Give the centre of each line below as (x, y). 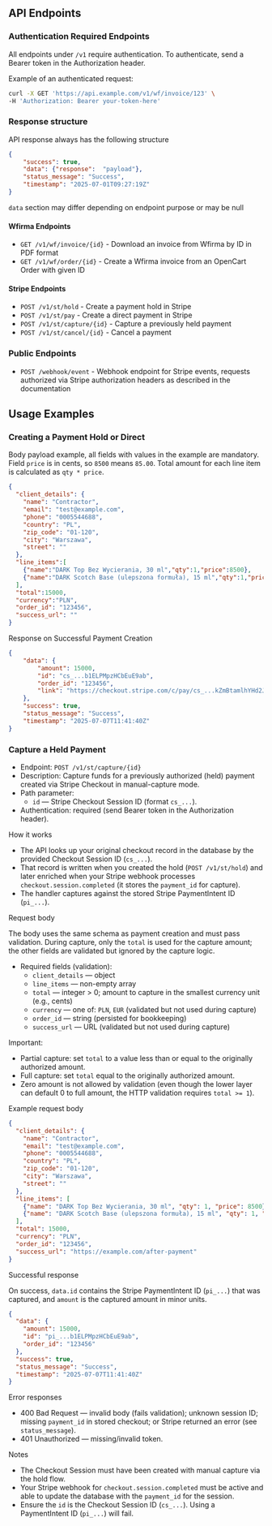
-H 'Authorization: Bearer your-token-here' (85, 101)
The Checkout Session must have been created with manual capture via (140, 1470)
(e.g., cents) (52, 1001)
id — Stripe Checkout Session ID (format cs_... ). (115, 801)
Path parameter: (47, 793)
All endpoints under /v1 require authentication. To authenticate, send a (126, 54)
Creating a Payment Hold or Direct (77, 437)
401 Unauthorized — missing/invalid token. (91, 1439)
